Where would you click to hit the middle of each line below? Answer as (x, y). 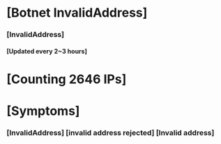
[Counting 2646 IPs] (67, 79)
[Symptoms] (43, 111)
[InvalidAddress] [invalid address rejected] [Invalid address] (110, 133)
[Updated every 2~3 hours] (47, 51)
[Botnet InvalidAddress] (77, 13)
